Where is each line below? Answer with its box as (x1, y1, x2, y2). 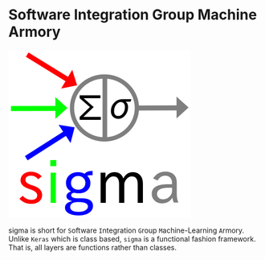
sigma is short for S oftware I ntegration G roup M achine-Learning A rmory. (8, 225, 245, 235)
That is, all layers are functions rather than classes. (8, 242, 177, 252)
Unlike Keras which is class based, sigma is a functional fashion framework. (8, 233, 256, 243)
